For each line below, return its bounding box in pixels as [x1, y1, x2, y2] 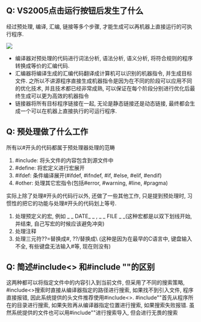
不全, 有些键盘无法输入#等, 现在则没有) [14, 242, 111, 250]
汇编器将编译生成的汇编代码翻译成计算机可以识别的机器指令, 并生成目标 [14, 69, 193, 77]
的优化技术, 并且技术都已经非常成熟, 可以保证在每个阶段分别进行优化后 [14, 84, 190, 92]
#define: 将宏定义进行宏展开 [14, 164, 85, 171]
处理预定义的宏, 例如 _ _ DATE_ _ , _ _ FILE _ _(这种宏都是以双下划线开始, [14, 212, 193, 219]
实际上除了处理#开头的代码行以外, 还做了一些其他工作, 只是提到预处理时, [6, 192, 186, 199]
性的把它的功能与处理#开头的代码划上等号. [11, 200, 117, 207]
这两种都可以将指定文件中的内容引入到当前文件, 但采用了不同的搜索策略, [6, 279, 185, 286]
